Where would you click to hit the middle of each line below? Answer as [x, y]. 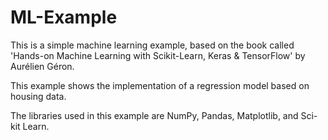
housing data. [38, 96]
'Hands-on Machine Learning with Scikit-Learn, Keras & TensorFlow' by [158, 55]
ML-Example [64, 17]
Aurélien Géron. [42, 66]
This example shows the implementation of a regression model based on [160, 85]
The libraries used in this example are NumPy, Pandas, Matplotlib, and [154, 115]
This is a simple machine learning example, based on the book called [152, 45]
